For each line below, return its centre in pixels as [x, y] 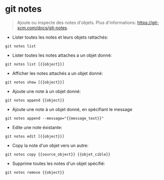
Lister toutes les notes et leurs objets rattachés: [60, 37]
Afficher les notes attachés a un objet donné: [58, 73]
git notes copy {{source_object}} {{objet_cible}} [58, 154]
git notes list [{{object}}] [35, 64]
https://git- [148, 22]
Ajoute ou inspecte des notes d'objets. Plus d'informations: [76, 22]
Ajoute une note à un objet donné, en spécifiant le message [72, 109]
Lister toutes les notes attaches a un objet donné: [62, 55]
